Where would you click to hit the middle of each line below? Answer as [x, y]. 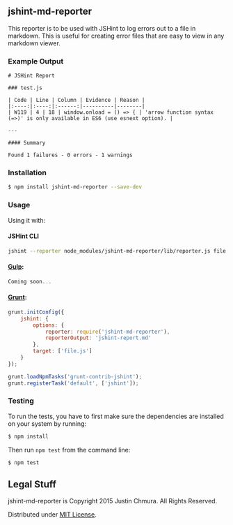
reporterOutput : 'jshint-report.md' [98, 338]
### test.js [25, 88]
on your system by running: [47, 423]
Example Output [36, 61]
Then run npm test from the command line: [69, 450]
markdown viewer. [34, 43]
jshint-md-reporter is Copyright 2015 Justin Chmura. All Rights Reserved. [113, 501]
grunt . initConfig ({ [36, 312]
